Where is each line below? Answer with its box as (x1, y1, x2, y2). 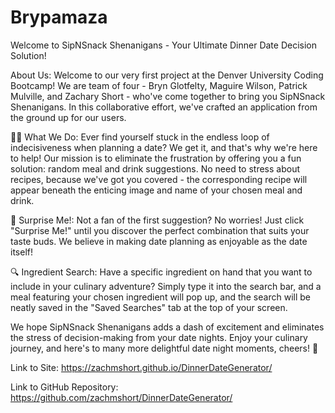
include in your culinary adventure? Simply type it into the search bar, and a (10, 280, 322, 292)
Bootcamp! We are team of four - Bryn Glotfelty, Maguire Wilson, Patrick (10, 79, 308, 91)
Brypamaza (10, 6, 108, 29)
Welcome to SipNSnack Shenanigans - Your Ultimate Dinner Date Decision (10, 39, 318, 51)
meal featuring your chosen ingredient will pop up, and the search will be (10, 291, 311, 303)
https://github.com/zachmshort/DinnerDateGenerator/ (10, 391, 233, 403)
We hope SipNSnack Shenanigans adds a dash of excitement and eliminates (10, 321, 325, 333)
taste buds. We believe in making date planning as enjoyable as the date (10, 235, 308, 247)
